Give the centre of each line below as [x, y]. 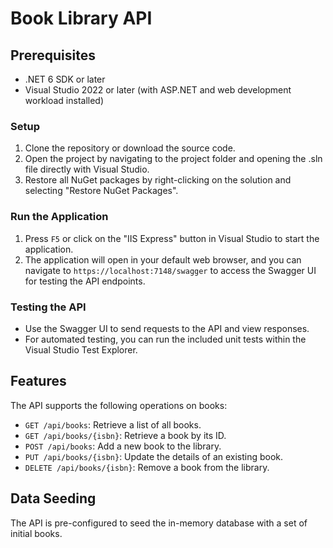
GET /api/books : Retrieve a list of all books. [113, 424]
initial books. [36, 533]
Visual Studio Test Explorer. [81, 349]
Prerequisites [53, 55]
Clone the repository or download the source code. [130, 148]
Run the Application [59, 217]
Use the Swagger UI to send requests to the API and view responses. [167, 328]
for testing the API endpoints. [85, 281]
